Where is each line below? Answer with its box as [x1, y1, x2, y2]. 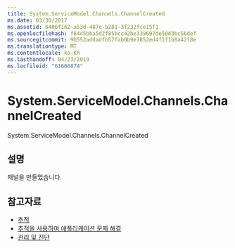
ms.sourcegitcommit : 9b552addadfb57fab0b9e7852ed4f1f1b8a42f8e [7, 37, 197, 44]
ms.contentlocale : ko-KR [7, 50, 80, 57]
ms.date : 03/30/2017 [7, 17, 68, 24]
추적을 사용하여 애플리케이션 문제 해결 [17, 224, 122, 233]
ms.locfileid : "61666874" [7, 63, 83, 70]
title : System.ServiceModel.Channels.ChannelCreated [7, 10, 165, 18]
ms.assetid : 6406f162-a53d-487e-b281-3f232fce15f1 [7, 23, 159, 30]
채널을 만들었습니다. [7, 173, 62, 181]
